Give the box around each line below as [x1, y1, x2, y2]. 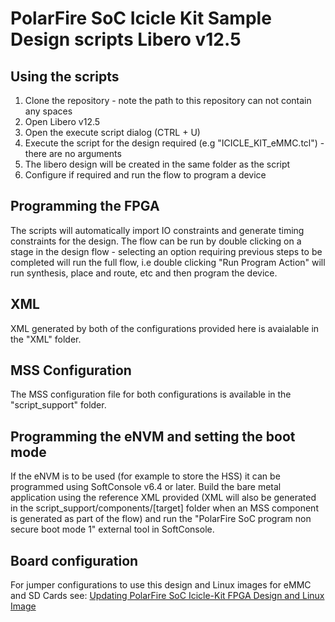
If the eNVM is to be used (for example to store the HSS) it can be [10, 470, 281, 482]
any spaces [24, 105, 73, 117]
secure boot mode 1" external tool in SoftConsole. [10, 523, 215, 536]
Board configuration [10, 552, 139, 569]
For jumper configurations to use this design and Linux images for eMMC [10, 579, 312, 591]
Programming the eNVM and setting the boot [10, 428, 296, 445]
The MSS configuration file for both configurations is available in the [10, 388, 292, 401]
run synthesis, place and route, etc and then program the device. [10, 267, 278, 279]
